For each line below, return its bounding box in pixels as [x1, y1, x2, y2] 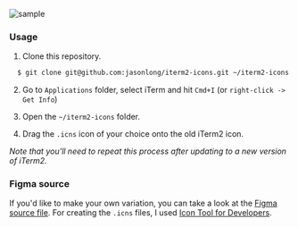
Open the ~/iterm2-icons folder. [21, 112, 141, 122]
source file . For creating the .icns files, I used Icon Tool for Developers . [9, 207, 272, 218]
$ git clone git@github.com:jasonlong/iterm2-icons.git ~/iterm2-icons [17, 68, 290, 78]
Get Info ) [21, 94, 58, 105]
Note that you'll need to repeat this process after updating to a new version [9, 146, 287, 156]
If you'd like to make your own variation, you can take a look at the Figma [9, 198, 278, 209]
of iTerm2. [9, 156, 47, 166]
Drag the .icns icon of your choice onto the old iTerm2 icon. [21, 129, 244, 139]
